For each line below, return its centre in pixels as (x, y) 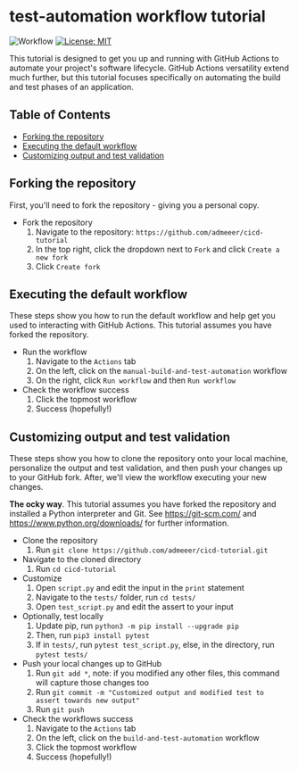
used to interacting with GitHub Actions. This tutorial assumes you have (141, 325)
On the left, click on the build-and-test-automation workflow (148, 738)
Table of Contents (60, 115)
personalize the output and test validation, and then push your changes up (146, 468)
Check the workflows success (78, 719)
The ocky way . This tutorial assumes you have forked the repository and (143, 504)
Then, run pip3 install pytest (92, 635)
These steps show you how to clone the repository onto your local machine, (149, 459)
